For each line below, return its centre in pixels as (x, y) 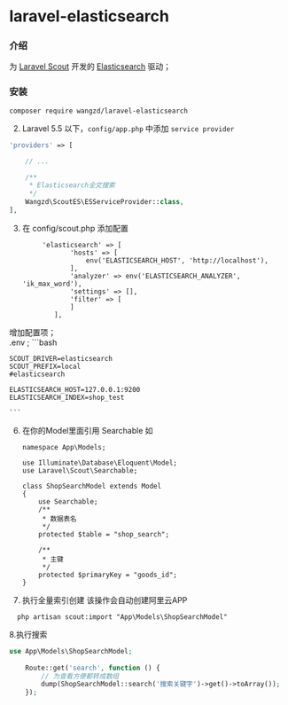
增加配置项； (32, 332)
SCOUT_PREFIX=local (45, 366)
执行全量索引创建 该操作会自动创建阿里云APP (105, 599)
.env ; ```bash (33, 342)
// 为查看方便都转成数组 (80, 676)
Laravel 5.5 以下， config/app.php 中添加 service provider (128, 128)
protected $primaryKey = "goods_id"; (108, 575)
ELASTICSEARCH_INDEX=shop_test (67, 397)
